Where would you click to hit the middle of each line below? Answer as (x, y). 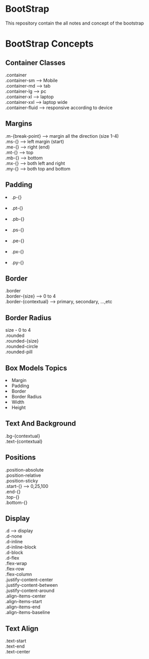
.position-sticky (22, 481)
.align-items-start (24, 602)
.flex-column (19, 575)
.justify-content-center (29, 580)
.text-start (16, 641)
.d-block (14, 552)
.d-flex (12, 558)
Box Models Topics (36, 368)
